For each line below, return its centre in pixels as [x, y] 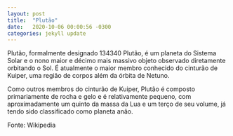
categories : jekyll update [47, 33]
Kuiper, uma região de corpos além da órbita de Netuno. [88, 76]
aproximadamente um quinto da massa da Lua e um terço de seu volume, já [116, 104]
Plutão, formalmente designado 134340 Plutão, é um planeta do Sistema [112, 53]
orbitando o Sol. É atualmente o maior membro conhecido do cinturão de [113, 68]
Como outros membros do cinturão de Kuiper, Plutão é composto [101, 89]
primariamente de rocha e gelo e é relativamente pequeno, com [99, 97]
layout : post [26, 14]
